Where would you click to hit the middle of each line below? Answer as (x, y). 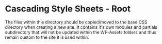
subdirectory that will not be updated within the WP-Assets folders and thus (81, 32)
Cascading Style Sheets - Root (68, 9)
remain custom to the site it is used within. (47, 37)
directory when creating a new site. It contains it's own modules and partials (81, 27)
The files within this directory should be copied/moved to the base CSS (76, 22)
